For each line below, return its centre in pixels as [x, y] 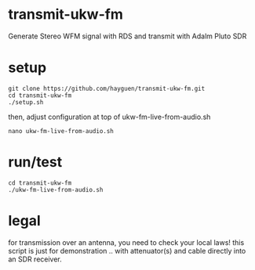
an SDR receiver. [35, 259]
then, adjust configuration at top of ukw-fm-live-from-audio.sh [109, 117]
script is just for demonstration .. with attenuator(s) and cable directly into [127, 250]
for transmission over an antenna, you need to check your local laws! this [126, 242]
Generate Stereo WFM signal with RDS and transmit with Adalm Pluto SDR [127, 36]
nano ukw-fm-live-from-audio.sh [61, 131]
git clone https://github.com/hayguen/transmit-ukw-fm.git [107, 88]
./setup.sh [26, 102]
